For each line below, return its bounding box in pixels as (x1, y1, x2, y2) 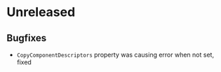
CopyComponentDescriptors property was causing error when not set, (16, 50, 215, 59)
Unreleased (6, 4, 76, 20)
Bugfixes (6, 32, 47, 44)
